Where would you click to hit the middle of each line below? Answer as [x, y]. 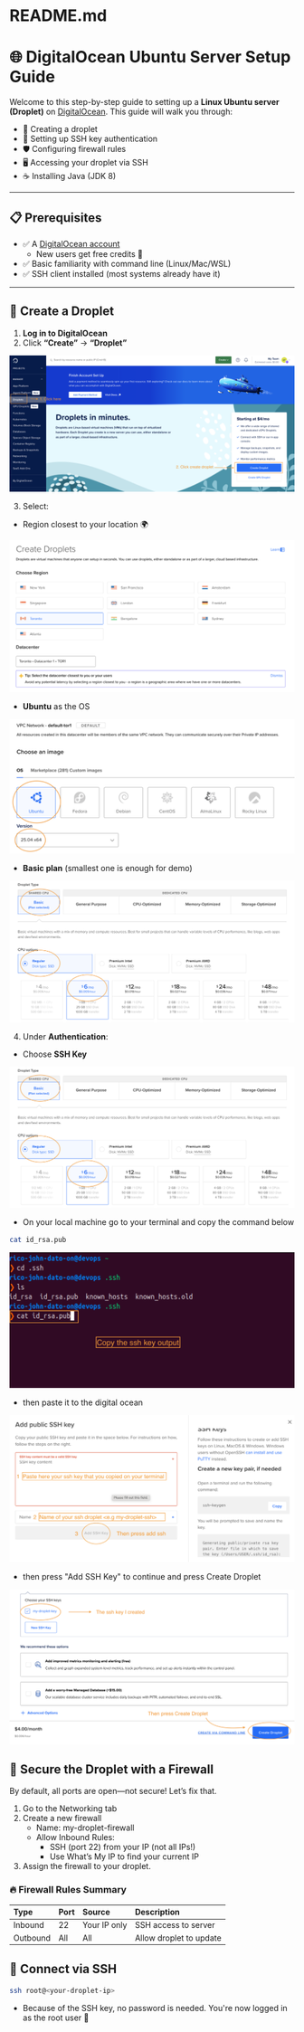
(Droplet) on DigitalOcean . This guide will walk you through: [121, 112]
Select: [36, 506]
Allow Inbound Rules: [75, 1837]
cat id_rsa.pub [38, 1240]
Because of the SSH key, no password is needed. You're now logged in [155, 2008]
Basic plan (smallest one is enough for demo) [107, 869]
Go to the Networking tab [70, 1809]
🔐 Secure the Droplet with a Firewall [112, 1769]
